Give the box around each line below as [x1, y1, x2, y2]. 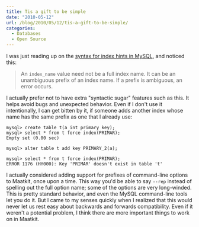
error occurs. [20, 83, 53, 89]
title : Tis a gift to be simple [6, 8, 86, 15]
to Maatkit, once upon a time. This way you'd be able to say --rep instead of [6, 178, 192, 184]
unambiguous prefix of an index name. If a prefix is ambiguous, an [20, 76, 182, 84]
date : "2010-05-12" [6, 14, 54, 20]
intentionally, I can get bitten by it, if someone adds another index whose [6, 107, 184, 114]
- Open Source [11, 36, 46, 42]
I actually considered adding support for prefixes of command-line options [6, 171, 188, 178]
